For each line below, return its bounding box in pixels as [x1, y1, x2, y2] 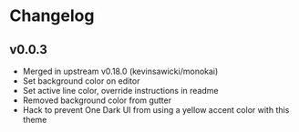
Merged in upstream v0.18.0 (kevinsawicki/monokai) [22, 66, 219, 76]
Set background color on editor [22, 76, 140, 86]
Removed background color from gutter [22, 95, 171, 106]
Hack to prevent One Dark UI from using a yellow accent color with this [22, 105, 290, 115]
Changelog [9, 5, 95, 26]
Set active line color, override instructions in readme [22, 86, 219, 96]
